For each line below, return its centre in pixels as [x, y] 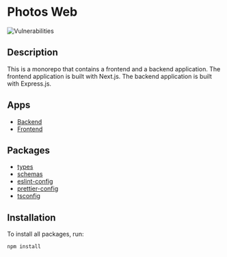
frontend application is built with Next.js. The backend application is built [109, 76]
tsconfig [29, 196]
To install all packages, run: [45, 234]
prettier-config [38, 188]
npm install [24, 247]
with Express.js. [29, 84]
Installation [31, 218]
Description [32, 52]
